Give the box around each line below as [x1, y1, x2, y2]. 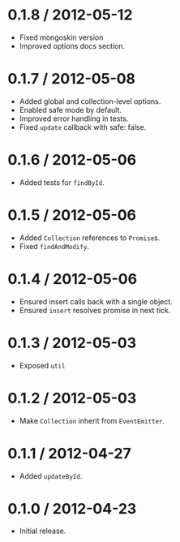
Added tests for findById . [19, 177, 105, 187]
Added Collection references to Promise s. [19, 233, 161, 243]
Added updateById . [19, 471, 83, 480]
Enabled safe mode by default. [19, 105, 122, 114]
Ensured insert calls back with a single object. [19, 296, 174, 306]
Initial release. [19, 526, 66, 536]
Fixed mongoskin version [19, 32, 104, 42]
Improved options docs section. [19, 41, 126, 50]
